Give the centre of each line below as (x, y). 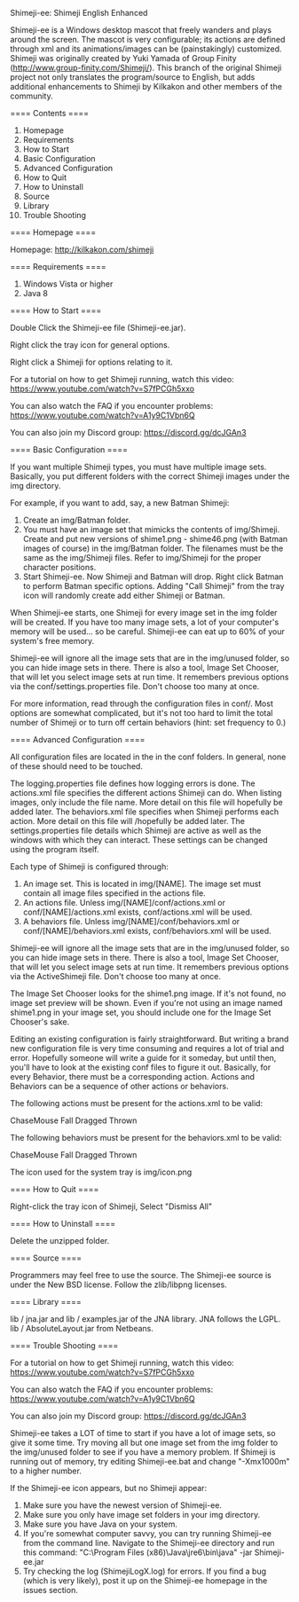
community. (31, 96)
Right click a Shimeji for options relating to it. (92, 362)
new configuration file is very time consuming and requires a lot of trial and (147, 1048)
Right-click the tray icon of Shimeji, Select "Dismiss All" (111, 1206)
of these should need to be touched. (76, 766)
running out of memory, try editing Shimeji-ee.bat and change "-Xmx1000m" (150, 1461)
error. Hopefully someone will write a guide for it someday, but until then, (143, 1058)
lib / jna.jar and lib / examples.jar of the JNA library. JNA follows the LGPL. (146, 1319)
